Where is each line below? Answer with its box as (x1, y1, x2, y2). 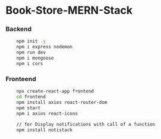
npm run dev (16, 50, 46, 55)
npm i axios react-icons (16, 110, 78, 116)
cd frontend (16, 94, 46, 100)
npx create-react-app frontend (16, 88, 94, 94)
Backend (5, 25, 32, 33)
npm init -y (16, 38, 46, 45)
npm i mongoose (16, 55, 54, 61)
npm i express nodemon (16, 44, 73, 50)
